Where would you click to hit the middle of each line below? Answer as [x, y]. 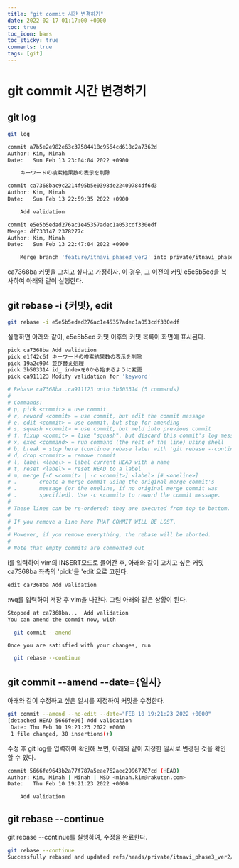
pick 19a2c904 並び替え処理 [46, 364]
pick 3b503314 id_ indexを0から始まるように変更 [75, 370]
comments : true [30, 47]
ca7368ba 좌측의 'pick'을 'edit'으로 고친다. [68, 572]
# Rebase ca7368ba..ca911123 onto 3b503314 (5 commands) [94, 390]
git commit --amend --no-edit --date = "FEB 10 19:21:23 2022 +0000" [110, 714]
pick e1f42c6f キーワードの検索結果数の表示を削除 [75, 356]
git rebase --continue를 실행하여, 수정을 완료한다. [78, 837]
